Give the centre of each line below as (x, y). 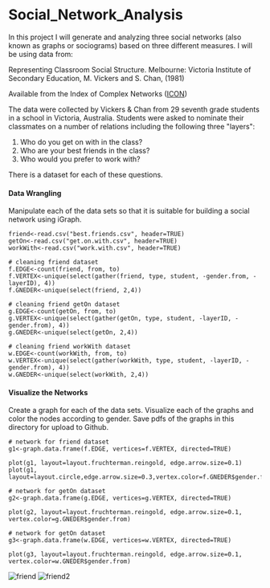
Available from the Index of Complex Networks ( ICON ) (98, 93)
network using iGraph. (45, 219)
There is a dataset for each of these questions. (86, 174)
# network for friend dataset (59, 442)
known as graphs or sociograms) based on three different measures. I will (131, 45)
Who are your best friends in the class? (85, 150)
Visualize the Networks (48, 392)
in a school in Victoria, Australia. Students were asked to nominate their (126, 117)
